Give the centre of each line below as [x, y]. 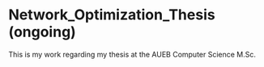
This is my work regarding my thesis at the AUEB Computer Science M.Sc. [132, 54]
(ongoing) [43, 32]
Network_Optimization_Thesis [112, 15]
